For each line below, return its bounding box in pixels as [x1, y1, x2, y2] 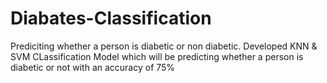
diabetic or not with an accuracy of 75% [10, 61, 176, 73]
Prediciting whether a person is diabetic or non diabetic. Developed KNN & [10, 40, 318, 52]
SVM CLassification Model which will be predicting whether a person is [10, 50, 304, 62]
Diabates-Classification [10, 7, 212, 30]
